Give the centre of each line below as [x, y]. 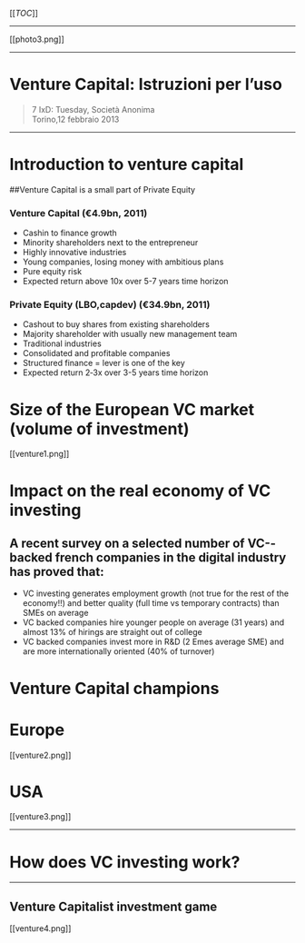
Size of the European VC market [132, 409]
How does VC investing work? [125, 862]
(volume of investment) [99, 428]
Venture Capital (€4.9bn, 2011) [79, 213]
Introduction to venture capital [127, 165]
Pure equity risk [52, 272]
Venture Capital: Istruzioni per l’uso [146, 84]
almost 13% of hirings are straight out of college [112, 632]
